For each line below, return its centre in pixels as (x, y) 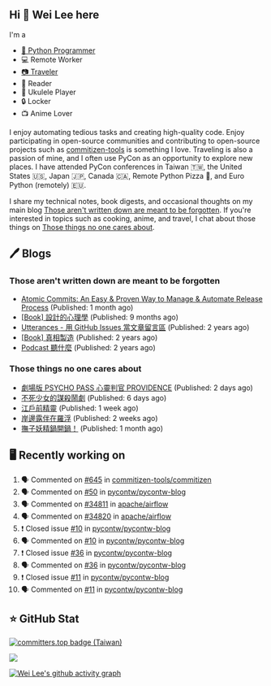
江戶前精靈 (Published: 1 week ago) (80, 408)
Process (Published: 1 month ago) (77, 307)
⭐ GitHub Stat (44, 619)
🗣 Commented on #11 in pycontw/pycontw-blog (102, 589)
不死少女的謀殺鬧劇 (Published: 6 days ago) (94, 397)
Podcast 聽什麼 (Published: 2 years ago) (88, 347)
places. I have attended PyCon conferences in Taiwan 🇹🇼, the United (126, 167)
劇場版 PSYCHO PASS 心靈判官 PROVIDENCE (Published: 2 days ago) (137, 388)
